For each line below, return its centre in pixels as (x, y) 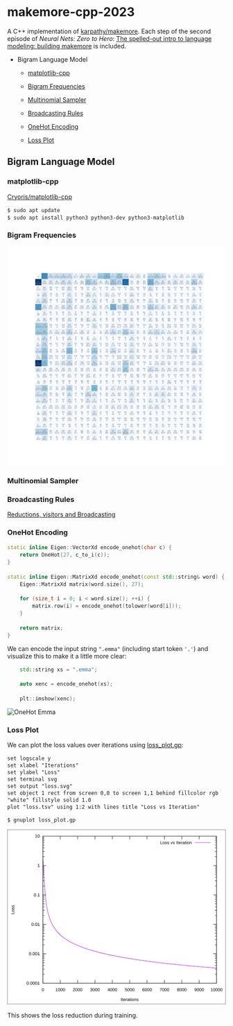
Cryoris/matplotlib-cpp (40, 197)
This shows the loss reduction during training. (72, 1016)
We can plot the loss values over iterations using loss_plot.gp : (95, 745)
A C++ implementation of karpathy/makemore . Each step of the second (109, 31)
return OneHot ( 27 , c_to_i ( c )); (65, 555)
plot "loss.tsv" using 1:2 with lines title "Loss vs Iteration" (103, 807)
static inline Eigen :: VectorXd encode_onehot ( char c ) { (89, 548)
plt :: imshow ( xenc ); (48, 699)
